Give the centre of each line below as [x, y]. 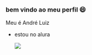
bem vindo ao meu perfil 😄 [46, 10]
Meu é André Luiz [28, 23]
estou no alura [32, 34]
